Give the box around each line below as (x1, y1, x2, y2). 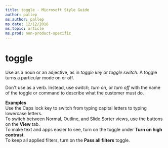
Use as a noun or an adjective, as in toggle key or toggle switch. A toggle (5, 69, 157, 75)
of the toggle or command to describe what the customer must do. (5, 89, 144, 96)
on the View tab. (5, 121, 40, 127)
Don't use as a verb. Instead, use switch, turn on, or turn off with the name (5, 84, 161, 90)
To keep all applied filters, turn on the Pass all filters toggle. (5, 137, 130, 143)
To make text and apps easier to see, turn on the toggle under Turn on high (5, 126, 163, 132)
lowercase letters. (5, 110, 43, 116)
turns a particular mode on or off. (5, 74, 74, 81)
